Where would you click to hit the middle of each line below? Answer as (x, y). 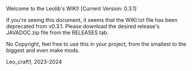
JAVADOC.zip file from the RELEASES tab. (57, 33)
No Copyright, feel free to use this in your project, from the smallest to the (96, 44)
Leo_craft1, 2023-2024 (34, 62)
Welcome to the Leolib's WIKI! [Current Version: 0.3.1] (71, 9)
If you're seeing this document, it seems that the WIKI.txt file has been (92, 20)
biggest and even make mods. (43, 50)
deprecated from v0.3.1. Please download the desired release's (83, 26)
